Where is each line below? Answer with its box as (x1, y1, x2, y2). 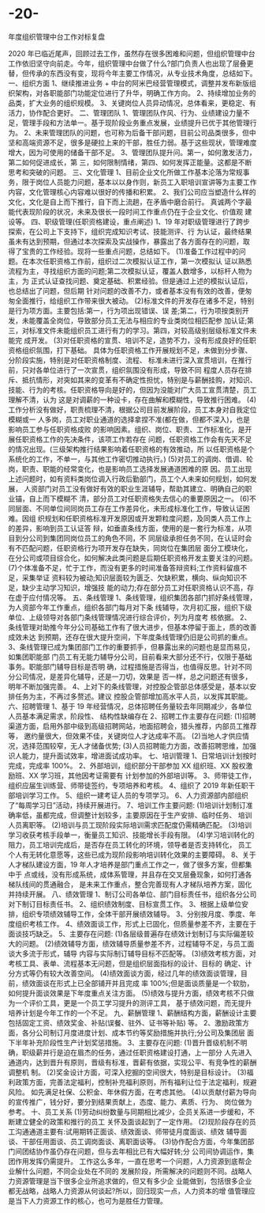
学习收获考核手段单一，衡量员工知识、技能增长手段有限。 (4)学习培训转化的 (8, 830, 255, 840)
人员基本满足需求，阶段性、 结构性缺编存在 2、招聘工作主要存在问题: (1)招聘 (8, 711, 256, 721)
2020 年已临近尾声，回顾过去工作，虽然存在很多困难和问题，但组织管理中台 (8, 48, 256, 58)
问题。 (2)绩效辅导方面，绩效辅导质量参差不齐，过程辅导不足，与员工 (21, 938, 248, 948)
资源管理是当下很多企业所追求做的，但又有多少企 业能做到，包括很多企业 (14, 1176, 252, 1185)
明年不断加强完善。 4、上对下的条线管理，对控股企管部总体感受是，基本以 (8, 681, 250, 691)
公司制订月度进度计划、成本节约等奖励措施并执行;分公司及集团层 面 (35, 1028, 255, 1037)
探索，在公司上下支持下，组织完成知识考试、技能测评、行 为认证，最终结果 (8, 226, 252, 236)
